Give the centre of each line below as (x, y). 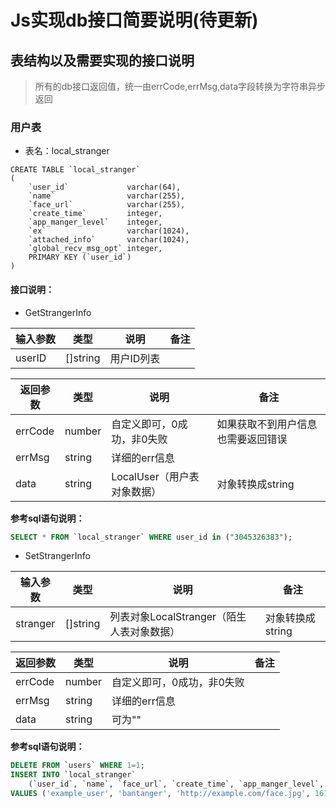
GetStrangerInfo (58, 312)
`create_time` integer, (95, 214)
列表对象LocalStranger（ (168, 617)
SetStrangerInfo (57, 556)
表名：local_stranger (67, 151)
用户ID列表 (135, 358)
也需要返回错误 (252, 439)
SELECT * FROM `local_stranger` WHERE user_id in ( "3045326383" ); (151, 537)
